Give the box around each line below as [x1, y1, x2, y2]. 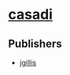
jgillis [19, 58, 37, 67]
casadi [8, 6, 53, 24]
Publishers [8, 37, 62, 51]
